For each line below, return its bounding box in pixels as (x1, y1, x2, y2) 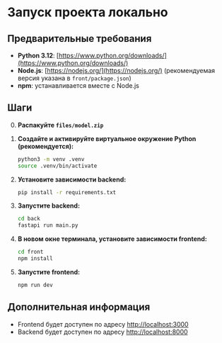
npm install (17, 255, 53, 262)
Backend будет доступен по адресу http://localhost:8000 (17, 327, 189, 336)
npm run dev (17, 281, 53, 288)
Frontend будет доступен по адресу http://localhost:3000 (17, 320, 189, 328)
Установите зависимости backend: (17, 175, 127, 184)
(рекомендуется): (17, 142, 74, 150)
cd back (17, 215, 40, 223)
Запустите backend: (17, 201, 80, 210)
